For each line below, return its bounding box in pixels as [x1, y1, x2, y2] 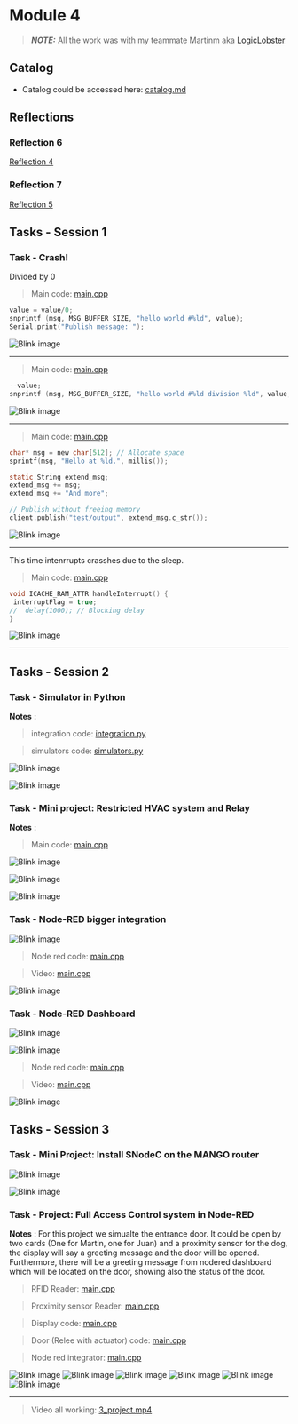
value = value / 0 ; [9, 306, 74, 315]
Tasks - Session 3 [9, 1122, 110, 1137]
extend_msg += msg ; [9, 481, 82, 489]
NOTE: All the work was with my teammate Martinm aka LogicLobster [30, 35, 286, 45]
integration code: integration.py [30, 728, 146, 739]
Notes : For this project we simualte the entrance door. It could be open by [9, 1228, 282, 1239]
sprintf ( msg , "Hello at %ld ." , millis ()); [9, 457, 169, 465]
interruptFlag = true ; [12, 597, 98, 607]
